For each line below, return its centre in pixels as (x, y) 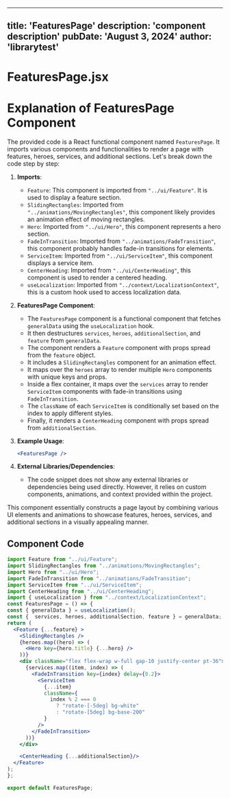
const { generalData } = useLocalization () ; (72, 610)
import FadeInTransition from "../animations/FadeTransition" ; (99, 578)
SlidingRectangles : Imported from (75, 204)
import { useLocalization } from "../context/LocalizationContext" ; (107, 598)
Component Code (46, 544)
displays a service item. (61, 263)
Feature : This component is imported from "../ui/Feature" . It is (117, 190)
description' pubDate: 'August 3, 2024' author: (110, 37)
